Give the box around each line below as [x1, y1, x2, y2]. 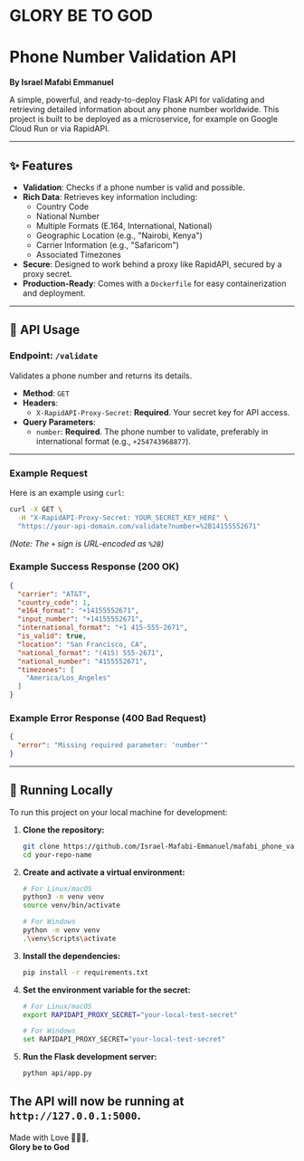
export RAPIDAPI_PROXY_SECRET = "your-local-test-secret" [22, 1010, 238, 1019]
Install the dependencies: [22, 950, 120, 961]
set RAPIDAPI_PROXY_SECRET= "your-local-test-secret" [22, 1035, 226, 1044]
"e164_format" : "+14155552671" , [17, 606, 140, 615]
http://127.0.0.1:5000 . [9, 1108, 142, 1123]
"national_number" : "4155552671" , [17, 657, 147, 666]
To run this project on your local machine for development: [9, 806, 228, 817]
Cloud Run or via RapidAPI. [9, 123, 110, 134]
